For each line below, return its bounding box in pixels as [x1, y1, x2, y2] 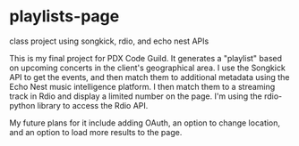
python [9, 100, 36, 110]
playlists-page [9, 6, 120, 27]
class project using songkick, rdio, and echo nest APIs [9, 36, 209, 46]
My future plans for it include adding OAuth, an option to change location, [9, 118, 280, 128]
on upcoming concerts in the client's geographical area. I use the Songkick [9, 62, 286, 73]
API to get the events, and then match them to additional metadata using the [9, 71, 290, 82]
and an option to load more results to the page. [9, 126, 183, 137]
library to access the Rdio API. [37, 100, 149, 110]
